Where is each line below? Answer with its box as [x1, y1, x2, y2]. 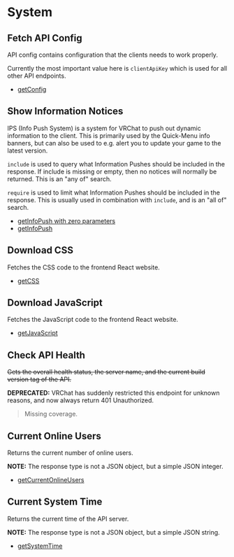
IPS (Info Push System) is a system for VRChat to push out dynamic [7, 124, 201, 132]
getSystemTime [17, 542, 63, 550]
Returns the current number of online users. [7, 449, 134, 457]
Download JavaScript [7, 297, 103, 309]
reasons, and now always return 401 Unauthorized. [7, 396, 154, 404]
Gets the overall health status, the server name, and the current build [7, 368, 206, 376]
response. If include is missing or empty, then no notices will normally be [7, 167, 217, 176]
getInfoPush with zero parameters [17, 216, 116, 225]
